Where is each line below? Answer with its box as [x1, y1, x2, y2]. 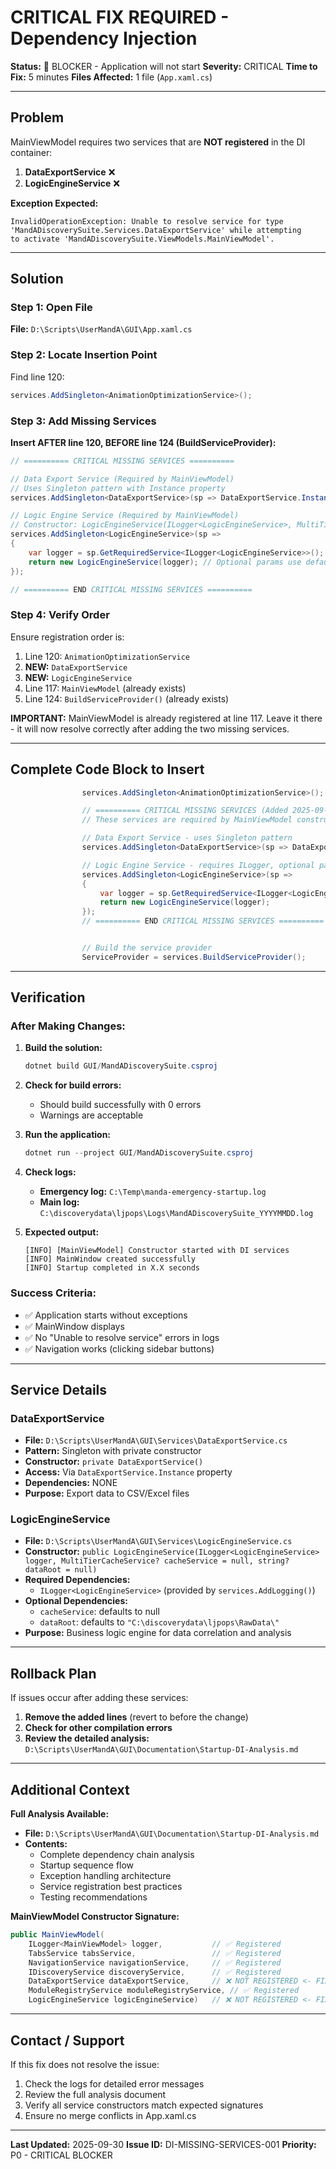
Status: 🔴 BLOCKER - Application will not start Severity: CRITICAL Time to [10, 60, 318, 72]
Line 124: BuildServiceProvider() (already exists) [24, 692, 230, 705]
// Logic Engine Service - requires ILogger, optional [81, 860, 315, 870]
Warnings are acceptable [39, 1109, 144, 1121]
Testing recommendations [39, 1891, 148, 1903]
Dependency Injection [10, 27, 198, 50]
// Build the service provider [81, 943, 213, 953]
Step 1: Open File [10, 301, 93, 315]
